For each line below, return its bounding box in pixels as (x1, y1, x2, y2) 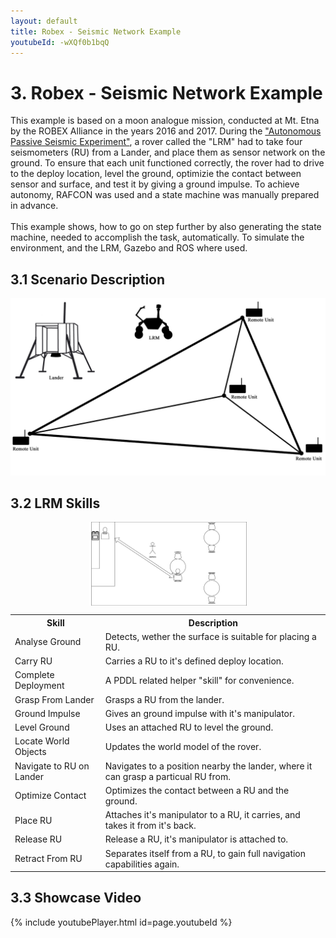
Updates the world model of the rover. (104, 740, 262, 752)
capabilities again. (104, 858, 180, 870)
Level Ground (14, 721, 70, 734)
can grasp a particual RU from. (104, 770, 231, 782)
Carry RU (14, 655, 53, 667)
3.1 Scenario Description (10, 271, 166, 288)
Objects (14, 746, 47, 758)
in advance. (10, 200, 59, 212)
